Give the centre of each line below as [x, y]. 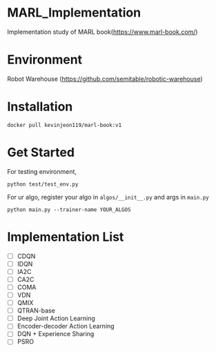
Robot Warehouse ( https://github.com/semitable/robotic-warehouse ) [105, 79]
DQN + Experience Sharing [56, 334]
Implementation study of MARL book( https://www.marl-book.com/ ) [102, 32]
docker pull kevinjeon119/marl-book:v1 [65, 125]
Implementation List [66, 237]
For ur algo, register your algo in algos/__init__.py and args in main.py [108, 197]
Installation [40, 107]
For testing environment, [42, 171]
